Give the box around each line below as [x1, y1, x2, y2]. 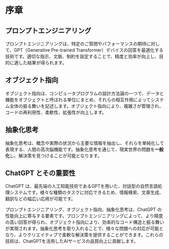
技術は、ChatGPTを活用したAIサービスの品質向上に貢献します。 [5, 238, 139, 244]
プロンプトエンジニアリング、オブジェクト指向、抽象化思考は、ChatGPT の [5, 206, 162, 213]
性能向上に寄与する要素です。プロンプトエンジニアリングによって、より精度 [5, 213, 163, 219]
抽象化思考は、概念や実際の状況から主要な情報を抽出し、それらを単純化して [5, 140, 164, 146]
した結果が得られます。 [18, 60, 67, 66]
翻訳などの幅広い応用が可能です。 [5, 196, 76, 202]
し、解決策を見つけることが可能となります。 [10, 152, 102, 158]
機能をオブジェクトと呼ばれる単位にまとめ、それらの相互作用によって [5, 97, 151, 103]
